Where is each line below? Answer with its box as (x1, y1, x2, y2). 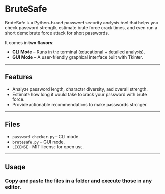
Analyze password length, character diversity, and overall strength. (12, 86, 148, 92)
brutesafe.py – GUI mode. (12, 139, 65, 145)
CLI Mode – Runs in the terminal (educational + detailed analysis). (12, 49, 145, 55)
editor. (5, 183, 21, 190)
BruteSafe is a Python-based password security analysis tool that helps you (5, 20, 159, 25)
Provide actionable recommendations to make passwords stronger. (12, 101, 148, 107)
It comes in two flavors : (5, 39, 54, 45)
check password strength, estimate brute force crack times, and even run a (5, 24, 158, 30)
